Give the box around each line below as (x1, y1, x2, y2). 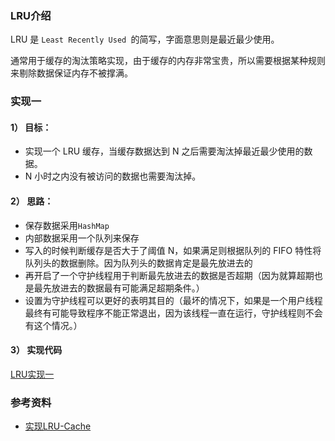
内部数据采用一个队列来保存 (24, 232, 140, 244)
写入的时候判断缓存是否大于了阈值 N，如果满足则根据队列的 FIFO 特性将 (24, 244, 322, 256)
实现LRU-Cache (24, 420, 92, 432)
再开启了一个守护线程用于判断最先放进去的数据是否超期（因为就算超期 (24, 269, 315, 281)
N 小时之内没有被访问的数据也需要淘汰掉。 (24, 170, 202, 182)
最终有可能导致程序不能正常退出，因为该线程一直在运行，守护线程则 (24, 307, 306, 319)
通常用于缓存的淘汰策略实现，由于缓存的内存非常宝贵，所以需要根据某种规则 (10, 55, 326, 67)
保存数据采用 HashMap (24, 219, 110, 231)
